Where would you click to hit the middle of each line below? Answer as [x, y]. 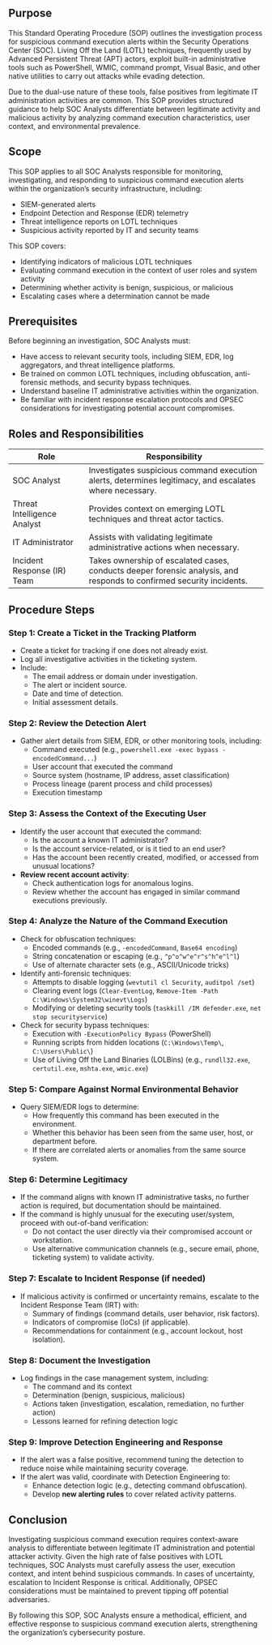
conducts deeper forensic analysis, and [164, 571]
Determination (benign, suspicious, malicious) [108, 1395]
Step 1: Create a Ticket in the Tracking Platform [102, 633]
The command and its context [82, 1387]
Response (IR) [39, 571]
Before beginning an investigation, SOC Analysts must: [100, 341]
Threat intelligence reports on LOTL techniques [99, 221]
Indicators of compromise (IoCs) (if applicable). [111, 1322]
